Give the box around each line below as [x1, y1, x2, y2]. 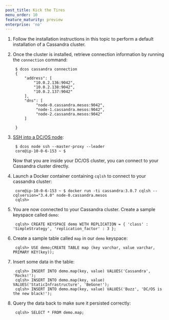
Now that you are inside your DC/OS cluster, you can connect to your [12, 158, 159, 164]
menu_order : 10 [5, 12, 38, 17]
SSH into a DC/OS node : [12, 134, 64, 140]
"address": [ [24, 76, 52, 81]
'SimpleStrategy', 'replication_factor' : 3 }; [12, 227, 116, 232]
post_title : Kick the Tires [5, 7, 66, 13]
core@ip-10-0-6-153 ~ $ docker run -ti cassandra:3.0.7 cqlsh [15, 189, 151, 194]
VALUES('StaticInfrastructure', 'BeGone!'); [12, 282, 110, 288]
